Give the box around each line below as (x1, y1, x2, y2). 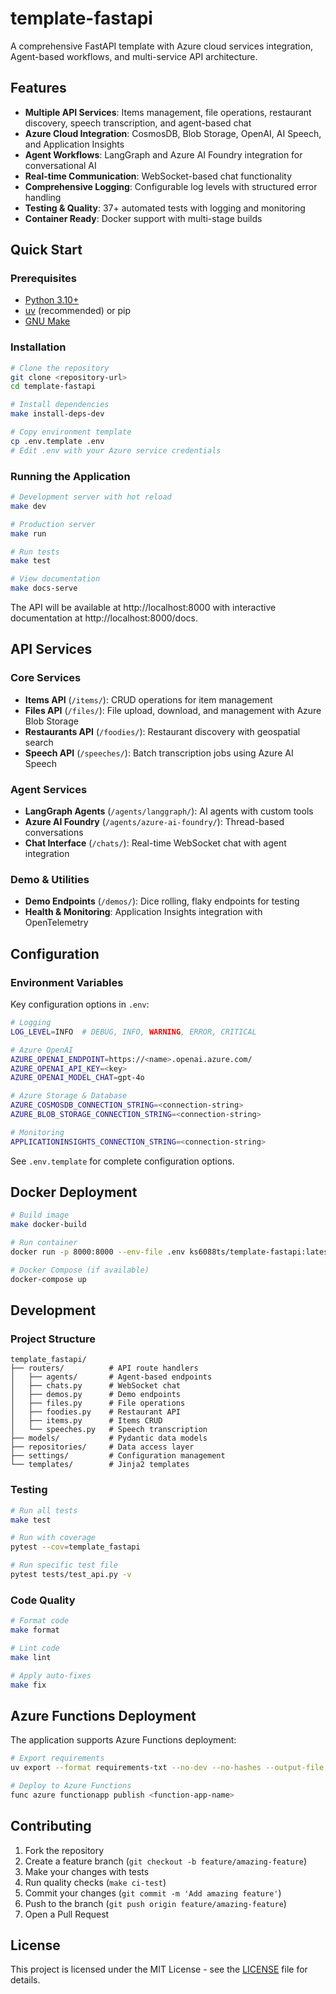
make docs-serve (10, 583, 78, 594)
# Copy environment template (10, 427, 132, 437)
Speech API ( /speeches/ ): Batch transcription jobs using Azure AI (24, 747, 294, 759)
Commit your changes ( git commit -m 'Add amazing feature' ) (24, 1887, 282, 1899)
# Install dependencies (10, 400, 110, 410)
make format (10, 1625, 60, 1636)
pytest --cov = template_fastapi (10, 1542, 141, 1552)
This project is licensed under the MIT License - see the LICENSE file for (10, 1963, 308, 1976)
